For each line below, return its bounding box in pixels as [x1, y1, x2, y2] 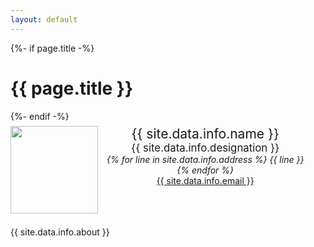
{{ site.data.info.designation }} [131, 141, 280, 155]
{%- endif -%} [10, 110, 70, 122]
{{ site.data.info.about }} [10, 226, 110, 238]
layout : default [10, 14, 78, 25]
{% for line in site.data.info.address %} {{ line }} [106, 153, 305, 165]
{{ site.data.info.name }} [131, 125, 280, 142]
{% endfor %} [176, 164, 235, 176]
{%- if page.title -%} [10, 42, 95, 54]
